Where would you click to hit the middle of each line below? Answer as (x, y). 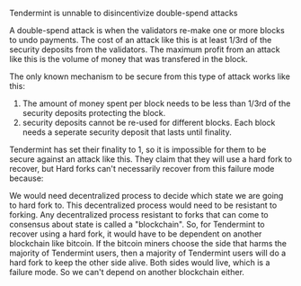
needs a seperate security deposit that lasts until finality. (127, 132)
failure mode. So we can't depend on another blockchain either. (127, 272)
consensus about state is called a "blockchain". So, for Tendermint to (137, 224)
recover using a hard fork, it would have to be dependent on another (136, 234)
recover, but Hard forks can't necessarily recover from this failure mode (142, 169)
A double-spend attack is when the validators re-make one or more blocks (147, 30)
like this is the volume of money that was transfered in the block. (129, 59)
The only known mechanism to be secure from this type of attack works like (150, 76)
